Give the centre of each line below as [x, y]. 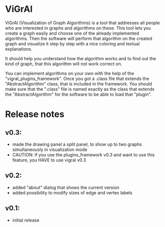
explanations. [19, 49]
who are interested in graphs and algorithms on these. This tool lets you [78, 28]
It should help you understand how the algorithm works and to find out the [81, 58]
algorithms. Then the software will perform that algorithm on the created [79, 38]
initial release [26, 220]
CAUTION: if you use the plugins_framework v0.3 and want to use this [83, 154]
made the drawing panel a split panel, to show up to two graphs [77, 144]
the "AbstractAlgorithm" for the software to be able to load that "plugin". [78, 94]
